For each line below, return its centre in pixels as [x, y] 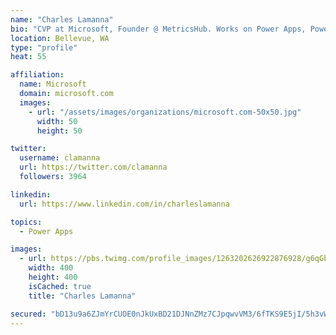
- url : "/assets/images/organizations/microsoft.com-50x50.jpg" [165, 112]
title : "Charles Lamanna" [82, 296]
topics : [26, 222]
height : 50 [59, 131]
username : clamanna [60, 158]
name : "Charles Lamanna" [62, 19]
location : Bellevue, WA [60, 38]
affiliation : [37, 75]
